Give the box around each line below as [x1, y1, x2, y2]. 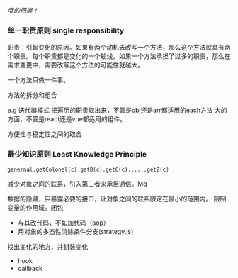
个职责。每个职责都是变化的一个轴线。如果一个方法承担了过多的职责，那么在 [7, 52, 231, 60]
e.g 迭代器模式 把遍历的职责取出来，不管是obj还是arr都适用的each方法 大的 [7, 106, 228, 115]
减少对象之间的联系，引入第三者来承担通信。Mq [7, 179, 147, 188]
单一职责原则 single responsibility [7, 26, 125, 35]
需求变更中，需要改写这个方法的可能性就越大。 [7, 61, 144, 69]
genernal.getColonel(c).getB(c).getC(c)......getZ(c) [7, 166, 170, 173]
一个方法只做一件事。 [7, 76, 69, 84]
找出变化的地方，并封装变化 [7, 242, 89, 250]
